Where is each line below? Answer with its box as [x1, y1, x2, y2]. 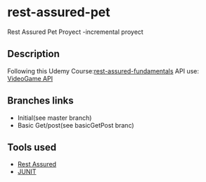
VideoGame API [7, 74, 53, 83]
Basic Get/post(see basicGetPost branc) [17, 121, 135, 129]
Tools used [7, 141, 57, 153]
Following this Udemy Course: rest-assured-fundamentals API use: [7, 66, 199, 75]
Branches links [7, 95, 74, 107]
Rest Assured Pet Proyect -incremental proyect [7, 28, 144, 36]
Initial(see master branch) [17, 114, 92, 122]
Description [7, 48, 60, 60]
